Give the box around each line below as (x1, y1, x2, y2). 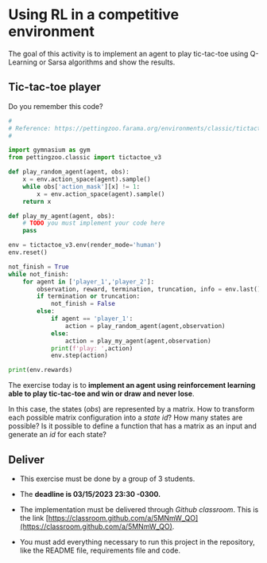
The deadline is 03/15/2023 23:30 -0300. (19, 489, 161, 498)
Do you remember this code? (8, 101, 103, 111)
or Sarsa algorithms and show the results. (39, 57, 176, 67)
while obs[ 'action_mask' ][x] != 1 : (22, 182, 141, 190)
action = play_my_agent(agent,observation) (64, 337, 212, 345)
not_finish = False (50, 300, 115, 308)
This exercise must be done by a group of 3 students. (19, 474, 195, 483)
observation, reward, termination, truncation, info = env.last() (37, 285, 261, 293)
